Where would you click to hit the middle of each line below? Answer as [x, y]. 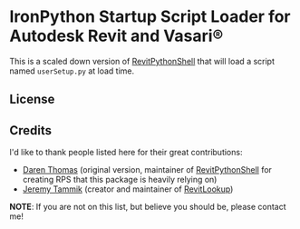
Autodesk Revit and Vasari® [116, 36]
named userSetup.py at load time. [72, 71]
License [32, 100]
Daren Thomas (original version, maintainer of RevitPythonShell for [147, 170]
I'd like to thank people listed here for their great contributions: [126, 153]
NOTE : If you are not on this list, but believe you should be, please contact [148, 207]
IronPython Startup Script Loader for [150, 17]
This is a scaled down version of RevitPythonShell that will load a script [142, 61]
